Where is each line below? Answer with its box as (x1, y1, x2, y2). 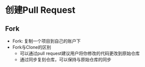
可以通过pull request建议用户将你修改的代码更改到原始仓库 (19, 50, 140, 56)
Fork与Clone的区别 (12, 44, 51, 50)
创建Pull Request (5, 4, 75, 16)
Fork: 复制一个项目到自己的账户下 (12, 38, 81, 44)
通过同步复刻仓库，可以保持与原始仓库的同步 (19, 57, 112, 62)
